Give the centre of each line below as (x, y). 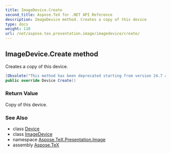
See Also (17, 117)
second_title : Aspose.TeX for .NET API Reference (59, 15)
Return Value (22, 94)
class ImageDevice (32, 134)
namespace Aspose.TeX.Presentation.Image (59, 140)
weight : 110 (18, 29)
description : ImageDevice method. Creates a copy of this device (76, 19)
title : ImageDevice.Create (34, 10)
